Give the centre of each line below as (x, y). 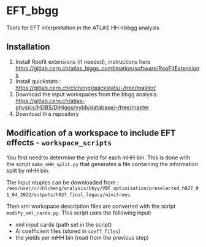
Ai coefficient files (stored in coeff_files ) (68, 231)
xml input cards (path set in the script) (63, 224)
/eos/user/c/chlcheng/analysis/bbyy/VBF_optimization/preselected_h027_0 (103, 188)
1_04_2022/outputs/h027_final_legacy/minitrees (68, 195)
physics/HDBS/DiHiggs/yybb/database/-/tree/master (82, 107)
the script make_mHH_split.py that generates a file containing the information (102, 164)
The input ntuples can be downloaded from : (63, 182)
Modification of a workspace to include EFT (91, 133)
